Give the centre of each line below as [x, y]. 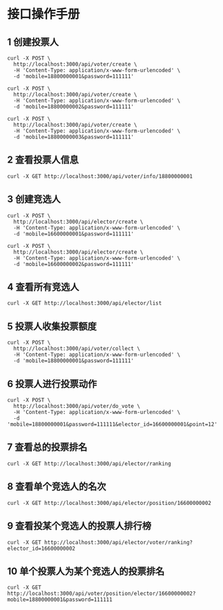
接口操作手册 [44, 14]
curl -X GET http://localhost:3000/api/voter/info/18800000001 [100, 176]
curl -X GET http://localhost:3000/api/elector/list [85, 303]
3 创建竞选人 [34, 199]
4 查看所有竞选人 [43, 287]
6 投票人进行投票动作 [52, 384]
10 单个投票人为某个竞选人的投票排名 [86, 571]
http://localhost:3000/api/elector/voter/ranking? [118, 542]
